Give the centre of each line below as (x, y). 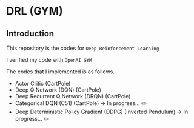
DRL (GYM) (35, 11)
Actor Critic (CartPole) (43, 83)
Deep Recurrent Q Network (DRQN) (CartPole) (73, 96)
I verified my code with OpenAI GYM (49, 60)
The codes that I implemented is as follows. (61, 72)
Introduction (30, 34)
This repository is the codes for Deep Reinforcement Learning (83, 48)
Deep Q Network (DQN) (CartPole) (58, 90)
